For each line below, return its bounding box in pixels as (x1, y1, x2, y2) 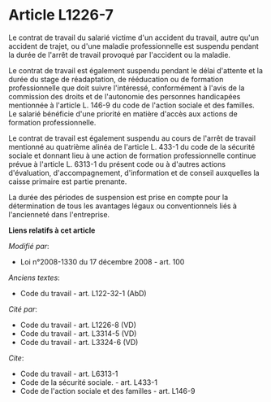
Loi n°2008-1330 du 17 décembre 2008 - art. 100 (19, 256, 185, 266)
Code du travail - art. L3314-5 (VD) (19, 328, 137, 339)
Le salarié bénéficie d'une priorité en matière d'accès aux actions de (8, 108, 238, 119)
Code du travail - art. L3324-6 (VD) (19, 337, 139, 347)
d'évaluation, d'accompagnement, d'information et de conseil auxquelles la (8, 168, 260, 177)
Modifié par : (8, 241, 50, 251)
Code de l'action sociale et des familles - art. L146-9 (19, 386, 196, 395)
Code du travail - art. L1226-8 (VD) (19, 320, 136, 330)
